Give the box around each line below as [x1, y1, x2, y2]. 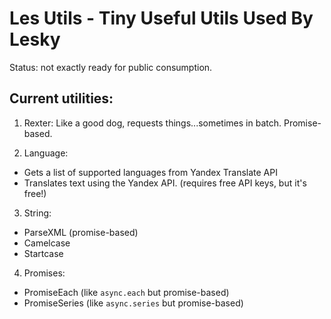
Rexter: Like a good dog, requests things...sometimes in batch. [23, 117, 282, 129]
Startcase [23, 247, 64, 259]
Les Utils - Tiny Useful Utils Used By [9, 7, 314, 30]
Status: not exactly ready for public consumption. [9, 61, 213, 73]
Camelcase [23, 237, 71, 249]
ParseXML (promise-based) [23, 226, 139, 238]
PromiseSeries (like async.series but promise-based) [23, 297, 244, 309]
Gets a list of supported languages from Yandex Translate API [23, 166, 278, 178]
